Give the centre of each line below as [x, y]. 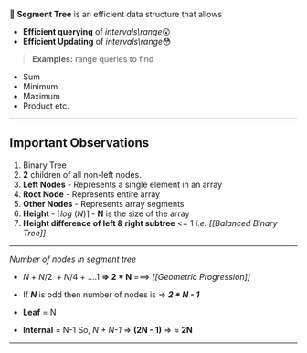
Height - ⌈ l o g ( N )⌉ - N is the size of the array [106, 213]
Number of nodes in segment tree [73, 259]
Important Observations [79, 143]
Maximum [42, 96]
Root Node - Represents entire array [91, 194]
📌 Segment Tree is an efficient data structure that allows [116, 14]
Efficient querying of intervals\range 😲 [96, 31]
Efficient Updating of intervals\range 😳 [97, 42]
